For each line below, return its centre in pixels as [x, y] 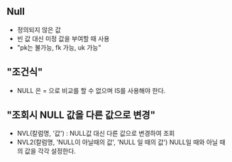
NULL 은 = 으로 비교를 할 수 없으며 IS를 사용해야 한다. [91, 90]
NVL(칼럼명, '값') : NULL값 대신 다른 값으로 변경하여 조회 [96, 134]
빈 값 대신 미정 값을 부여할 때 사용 [63, 38]
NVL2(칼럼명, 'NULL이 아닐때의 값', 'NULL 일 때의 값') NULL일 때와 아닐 [117, 142]
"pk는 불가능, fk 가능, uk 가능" [59, 47]
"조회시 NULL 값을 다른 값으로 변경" [81, 115]
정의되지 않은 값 [39, 29]
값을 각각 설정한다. [50, 151]
